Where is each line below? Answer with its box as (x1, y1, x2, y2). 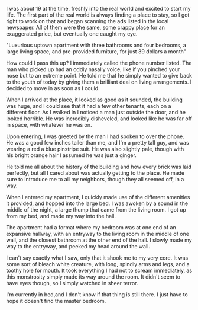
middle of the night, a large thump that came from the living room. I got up (6, 206, 186, 213)
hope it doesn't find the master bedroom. (6, 298, 106, 304)
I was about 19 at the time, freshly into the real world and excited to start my (6, 5, 191, 12)
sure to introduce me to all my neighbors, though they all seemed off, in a (6, 176, 184, 183)
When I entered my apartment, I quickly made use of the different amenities (6, 194, 190, 200)
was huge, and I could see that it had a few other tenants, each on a (6, 103, 171, 109)
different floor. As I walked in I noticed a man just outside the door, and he (6, 109, 186, 116)
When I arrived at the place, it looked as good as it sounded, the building (6, 96, 183, 103)
